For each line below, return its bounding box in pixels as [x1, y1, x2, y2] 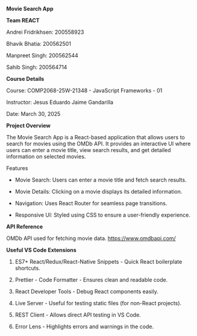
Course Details [6, 75, 45, 82]
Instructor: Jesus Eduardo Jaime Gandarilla [6, 99, 113, 106]
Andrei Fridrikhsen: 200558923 [6, 28, 84, 36]
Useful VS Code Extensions [6, 247, 77, 253]
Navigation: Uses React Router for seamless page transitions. [14, 200, 167, 207]
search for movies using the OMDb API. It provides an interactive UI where [6, 140, 191, 147]
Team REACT [6, 17, 40, 24]
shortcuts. [14, 265, 40, 271]
